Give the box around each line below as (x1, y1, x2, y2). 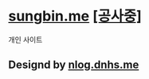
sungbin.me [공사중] (8, 7, 142, 25)
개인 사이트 (8, 35, 43, 44)
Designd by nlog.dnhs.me (8, 58, 139, 72)
